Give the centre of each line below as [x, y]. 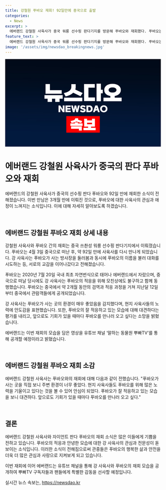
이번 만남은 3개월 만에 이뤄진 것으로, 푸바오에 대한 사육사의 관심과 [91, 200]
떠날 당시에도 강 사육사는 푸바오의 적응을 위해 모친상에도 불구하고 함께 [85, 281]
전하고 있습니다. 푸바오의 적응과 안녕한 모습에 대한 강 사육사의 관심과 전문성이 [80, 442]
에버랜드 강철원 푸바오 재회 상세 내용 [57, 233]
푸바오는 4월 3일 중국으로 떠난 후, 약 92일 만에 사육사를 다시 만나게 [76, 252]
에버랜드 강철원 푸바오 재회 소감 [50, 366]
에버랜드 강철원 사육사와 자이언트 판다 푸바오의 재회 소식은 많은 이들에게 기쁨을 [81, 437]
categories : [17, 16]
